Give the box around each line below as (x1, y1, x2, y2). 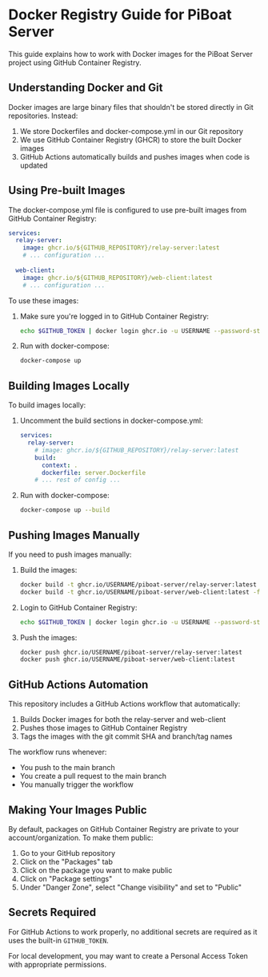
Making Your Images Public (8, 803, 147, 817)
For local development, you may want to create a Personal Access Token (8, 951, 248, 960)
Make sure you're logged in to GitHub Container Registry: (19, 311, 210, 321)
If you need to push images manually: (8, 549, 132, 559)
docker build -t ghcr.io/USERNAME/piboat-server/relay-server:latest (19, 580, 258, 589)
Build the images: (19, 565, 78, 574)
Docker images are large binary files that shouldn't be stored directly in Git (8, 102, 254, 111)
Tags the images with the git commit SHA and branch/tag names (19, 732, 233, 741)
